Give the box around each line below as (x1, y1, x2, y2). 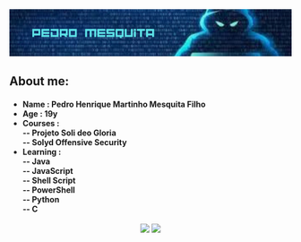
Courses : (21, 117, 60, 128)
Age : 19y (21, 108, 58, 119)
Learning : (21, 146, 62, 157)
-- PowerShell (21, 184, 76, 195)
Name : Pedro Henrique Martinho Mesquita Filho (21, 99, 206, 109)
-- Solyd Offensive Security (21, 136, 127, 147)
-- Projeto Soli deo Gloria (21, 127, 116, 138)
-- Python (21, 194, 60, 204)
